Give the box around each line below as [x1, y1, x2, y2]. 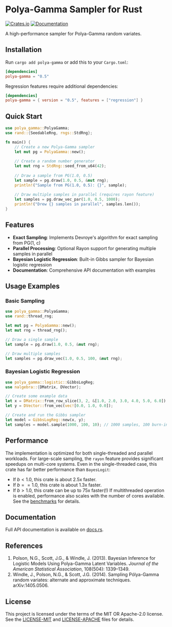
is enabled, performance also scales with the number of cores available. [12, 492, 165, 499]
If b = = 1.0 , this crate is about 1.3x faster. [12, 482, 102, 488]
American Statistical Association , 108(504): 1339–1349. [12, 566, 130, 572]
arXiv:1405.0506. [12, 582, 49, 588]
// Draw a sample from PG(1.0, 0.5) [14, 173, 93, 178]
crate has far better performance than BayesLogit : [5, 466, 111, 472]
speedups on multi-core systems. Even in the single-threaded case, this [5, 461, 157, 467]
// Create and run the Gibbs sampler [5, 412, 86, 418]
